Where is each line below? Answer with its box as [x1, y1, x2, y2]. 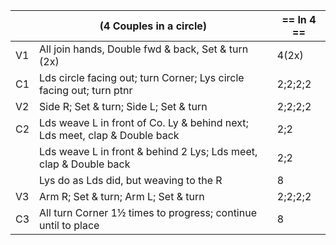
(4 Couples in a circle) [99, 19, 208, 33]
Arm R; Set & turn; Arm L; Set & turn [39, 190, 205, 203]
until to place [39, 219, 100, 232]
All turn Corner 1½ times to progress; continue [39, 206, 257, 219]
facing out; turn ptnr [39, 84, 133, 97]
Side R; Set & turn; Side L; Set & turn [39, 100, 208, 113]
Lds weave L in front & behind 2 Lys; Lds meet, [39, 145, 258, 158]
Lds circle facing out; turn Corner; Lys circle [39, 71, 245, 84]
